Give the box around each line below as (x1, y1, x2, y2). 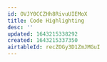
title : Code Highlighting (7, 17, 84, 24)
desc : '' (7, 24, 34, 31)
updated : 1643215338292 (7, 30, 78, 38)
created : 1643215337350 (7, 37, 78, 44)
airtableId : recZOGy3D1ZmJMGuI (7, 43, 101, 51)
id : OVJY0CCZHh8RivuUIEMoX (7, 10, 88, 18)
